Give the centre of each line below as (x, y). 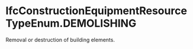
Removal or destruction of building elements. (60, 40)
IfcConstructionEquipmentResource (96, 11)
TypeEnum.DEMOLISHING (71, 23)
